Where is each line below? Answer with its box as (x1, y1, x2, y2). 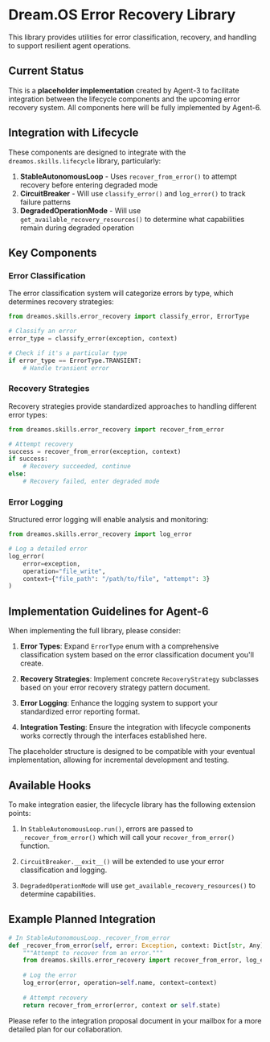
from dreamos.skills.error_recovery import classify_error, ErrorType (8, 312, 250, 321)
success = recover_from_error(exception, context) (8, 447, 182, 455)
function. (19, 841, 51, 850)
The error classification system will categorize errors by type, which (8, 288, 234, 299)
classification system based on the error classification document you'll (19, 650, 255, 660)
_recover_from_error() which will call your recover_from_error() (19, 832, 235, 842)
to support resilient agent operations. (8, 40, 131, 50)
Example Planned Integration (8, 912, 157, 926)
